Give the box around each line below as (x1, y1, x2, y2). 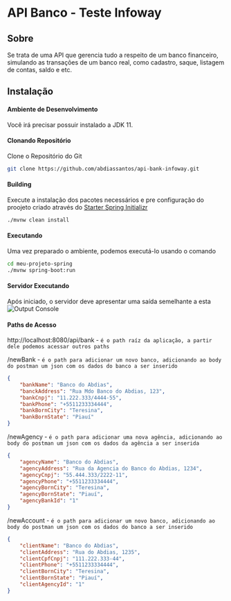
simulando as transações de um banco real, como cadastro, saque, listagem (7, 58, 225, 67)
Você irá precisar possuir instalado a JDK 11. (7, 120, 133, 129)
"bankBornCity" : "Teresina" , (19, 407, 104, 414)
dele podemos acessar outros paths (7, 344, 110, 350)
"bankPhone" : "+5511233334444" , (19, 400, 113, 407)
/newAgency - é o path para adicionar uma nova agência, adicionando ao (7, 432, 223, 441)
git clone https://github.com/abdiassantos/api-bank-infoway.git (7, 165, 199, 172)
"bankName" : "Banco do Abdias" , (19, 381, 113, 388)
